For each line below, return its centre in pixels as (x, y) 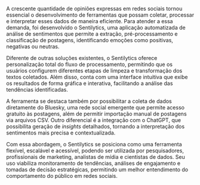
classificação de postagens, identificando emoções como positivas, (90, 40)
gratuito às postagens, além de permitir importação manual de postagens (96, 114)
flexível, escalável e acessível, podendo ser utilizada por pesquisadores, (95, 150)
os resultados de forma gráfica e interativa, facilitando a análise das (90, 83)
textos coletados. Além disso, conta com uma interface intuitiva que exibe (97, 77)
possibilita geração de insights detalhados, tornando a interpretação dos (96, 126)
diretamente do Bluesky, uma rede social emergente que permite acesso (96, 107)
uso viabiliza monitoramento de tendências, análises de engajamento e (93, 163)
